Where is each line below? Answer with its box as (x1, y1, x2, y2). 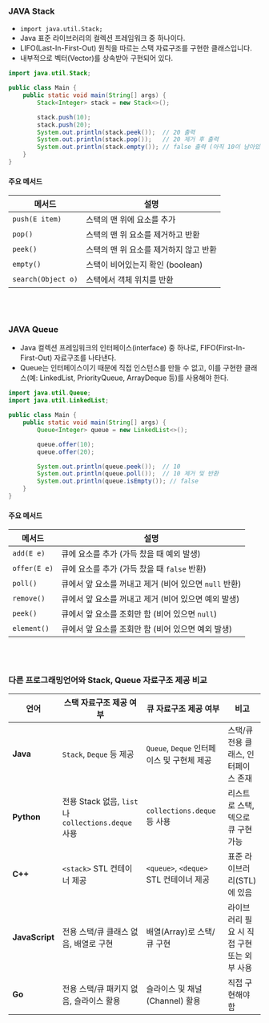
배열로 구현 (74, 938, 114, 949)
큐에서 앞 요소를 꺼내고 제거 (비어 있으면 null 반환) (61, 579, 242, 590)
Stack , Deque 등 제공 (62, 749, 134, 760)
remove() (12, 594, 46, 603)
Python (12, 811, 41, 823)
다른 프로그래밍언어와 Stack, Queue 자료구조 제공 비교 (8, 675, 208, 686)
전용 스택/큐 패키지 (62, 984, 129, 995)
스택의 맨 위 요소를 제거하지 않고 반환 (85, 245, 218, 256)
